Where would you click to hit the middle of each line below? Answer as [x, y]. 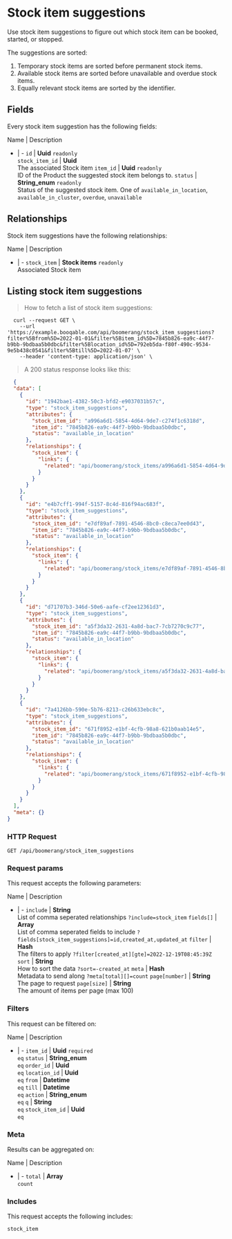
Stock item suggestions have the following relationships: [87, 236]
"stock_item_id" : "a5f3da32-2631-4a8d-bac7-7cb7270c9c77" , [119, 626]
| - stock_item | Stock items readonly [70, 262]
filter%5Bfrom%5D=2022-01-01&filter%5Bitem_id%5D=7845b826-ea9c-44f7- [111, 339]
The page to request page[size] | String [74, 983]
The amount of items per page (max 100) [75, 991]
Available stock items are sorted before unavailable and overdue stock [117, 73]
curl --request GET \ [45, 320]
